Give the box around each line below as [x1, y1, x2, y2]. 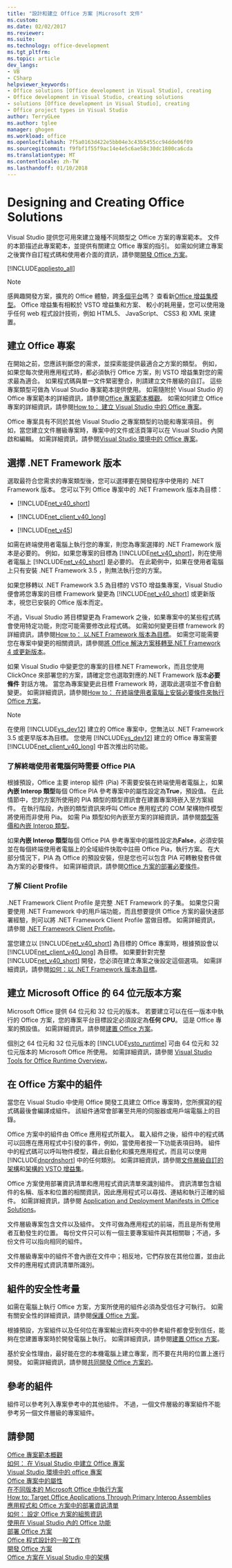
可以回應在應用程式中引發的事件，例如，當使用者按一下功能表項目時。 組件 [7, 1139, 221, 1147]
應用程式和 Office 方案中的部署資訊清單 [7, 1501, 119, 1509]
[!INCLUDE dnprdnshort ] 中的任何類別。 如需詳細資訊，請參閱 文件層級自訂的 [7, 1156, 224, 1164]
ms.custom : [7, 17, 39, 24]
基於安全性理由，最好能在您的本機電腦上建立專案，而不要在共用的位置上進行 [7, 1349, 225, 1358]
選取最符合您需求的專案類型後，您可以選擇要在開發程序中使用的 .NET [7, 477, 204, 485]
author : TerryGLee [7, 113, 60, 120]
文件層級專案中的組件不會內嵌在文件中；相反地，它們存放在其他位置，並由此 [7, 1252, 225, 1261]
